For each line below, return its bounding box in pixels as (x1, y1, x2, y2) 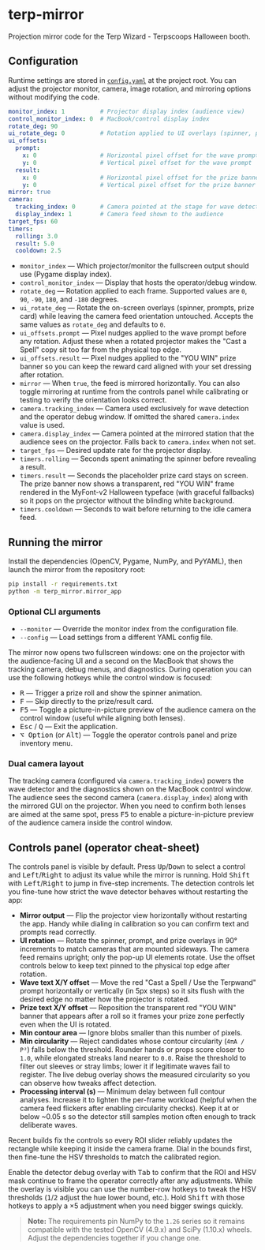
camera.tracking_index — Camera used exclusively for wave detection (19, 404, 249, 414)
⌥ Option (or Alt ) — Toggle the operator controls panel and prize (19, 730, 237, 739)
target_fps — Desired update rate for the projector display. (19, 446, 212, 455)
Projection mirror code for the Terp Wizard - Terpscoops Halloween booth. (8, 32, 251, 41)
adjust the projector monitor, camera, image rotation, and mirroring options (8, 84, 252, 93)
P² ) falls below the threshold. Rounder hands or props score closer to (19, 1045, 244, 1054)
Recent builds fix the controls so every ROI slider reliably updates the (8, 1136, 233, 1145)
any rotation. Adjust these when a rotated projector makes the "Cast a (19, 337, 247, 346)
